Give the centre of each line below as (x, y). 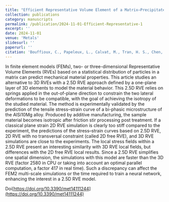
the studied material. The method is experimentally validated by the (75, 104)
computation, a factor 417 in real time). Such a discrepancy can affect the (81, 168)
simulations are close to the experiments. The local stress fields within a (80, 141)
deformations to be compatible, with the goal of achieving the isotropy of (81, 98)
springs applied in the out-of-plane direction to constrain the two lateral (79, 93)
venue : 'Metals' (22, 38)
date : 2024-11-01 (23, 33)
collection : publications (32, 15)
